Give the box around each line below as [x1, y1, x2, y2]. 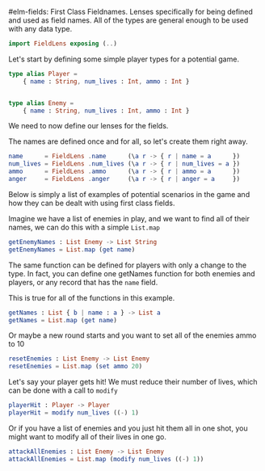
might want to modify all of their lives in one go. [8, 431, 167, 441]
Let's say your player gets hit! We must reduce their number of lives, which [8, 377, 258, 387]
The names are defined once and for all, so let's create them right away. [8, 137, 248, 146]
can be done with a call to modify [8, 385, 119, 395]
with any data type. [8, 24, 73, 33]
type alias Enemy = [8, 99, 74, 107]
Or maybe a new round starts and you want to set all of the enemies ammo [8, 330, 257, 340]
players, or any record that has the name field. [8, 277, 158, 287]
